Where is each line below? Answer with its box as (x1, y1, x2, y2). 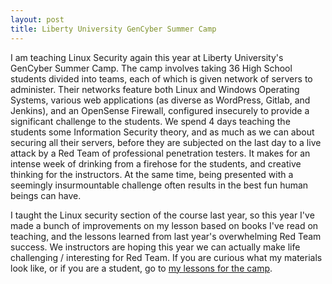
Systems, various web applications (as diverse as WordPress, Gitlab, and (10, 94, 311, 106)
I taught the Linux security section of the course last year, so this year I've (10, 209, 315, 221)
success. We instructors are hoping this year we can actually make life (10, 241, 301, 253)
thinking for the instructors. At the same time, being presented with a (10, 168, 294, 180)
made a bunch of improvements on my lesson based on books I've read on (10, 219, 319, 231)
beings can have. (10, 189, 82, 201)
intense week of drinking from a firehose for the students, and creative (10, 157, 302, 170)
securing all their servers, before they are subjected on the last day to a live (10, 136, 322, 148)
